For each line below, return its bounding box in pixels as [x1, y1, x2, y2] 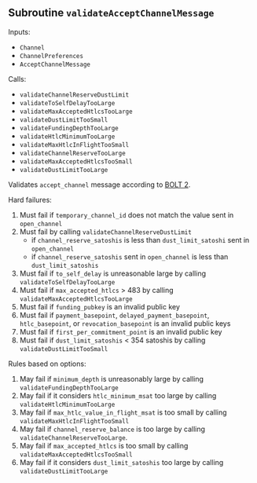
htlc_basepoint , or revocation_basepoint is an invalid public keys [19, 318, 231, 328]
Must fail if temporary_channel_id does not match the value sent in [19, 210, 234, 219]
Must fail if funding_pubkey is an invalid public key [19, 302, 181, 311]
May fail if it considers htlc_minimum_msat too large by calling [19, 390, 217, 400]
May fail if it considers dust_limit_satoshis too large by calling [19, 457, 224, 467]
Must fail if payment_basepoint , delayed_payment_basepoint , [19, 310, 210, 320]
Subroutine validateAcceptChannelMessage [8, 6, 215, 20]
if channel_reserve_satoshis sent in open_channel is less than [31, 251, 229, 262]
